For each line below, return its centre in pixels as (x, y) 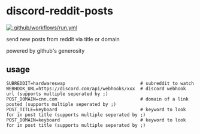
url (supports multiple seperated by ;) (57, 94)
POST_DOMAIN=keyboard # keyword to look (96, 120)
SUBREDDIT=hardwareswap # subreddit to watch (100, 83)
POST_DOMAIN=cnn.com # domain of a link (97, 99)
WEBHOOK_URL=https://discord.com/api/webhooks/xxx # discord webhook (96, 89)
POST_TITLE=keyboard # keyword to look (96, 109)
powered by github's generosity (46, 51)
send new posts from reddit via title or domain (63, 39)
